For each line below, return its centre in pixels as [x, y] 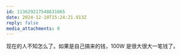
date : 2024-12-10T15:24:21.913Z [46, 17]
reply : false [22, 23]
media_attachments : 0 [33, 28]
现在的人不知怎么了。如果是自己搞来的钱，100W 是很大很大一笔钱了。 [93, 46]
